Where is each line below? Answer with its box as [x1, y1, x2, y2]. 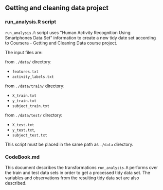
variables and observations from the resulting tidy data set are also [5, 175, 140, 181]
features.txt [12, 69, 39, 74]
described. [5, 180, 27, 186]
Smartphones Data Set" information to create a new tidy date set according [5, 35, 156, 40]
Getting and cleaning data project [5, 4, 109, 12]
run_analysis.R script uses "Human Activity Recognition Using [5, 29, 130, 36]
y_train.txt [12, 98, 36, 103]
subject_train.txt [12, 103, 50, 109]
